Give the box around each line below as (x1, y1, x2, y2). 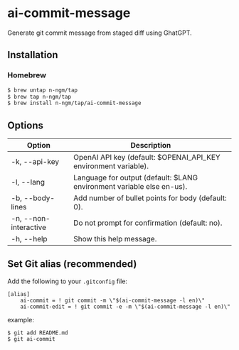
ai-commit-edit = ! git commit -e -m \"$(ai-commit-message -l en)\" (20, 303, 231, 310)
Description (130, 141, 171, 151)
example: (7, 315, 34, 324)
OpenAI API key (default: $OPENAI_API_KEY (73, 153, 221, 163)
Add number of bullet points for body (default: (73, 193, 228, 203)
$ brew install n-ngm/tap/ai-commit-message (7, 99, 142, 107)
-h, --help (11, 234, 48, 244)
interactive (11, 222, 46, 232)
